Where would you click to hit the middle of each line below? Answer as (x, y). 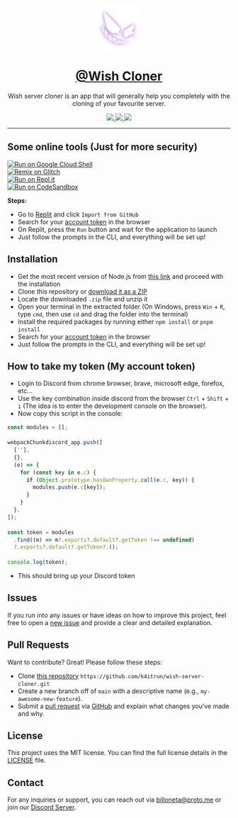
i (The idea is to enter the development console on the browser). (112, 406)
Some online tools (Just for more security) (103, 147)
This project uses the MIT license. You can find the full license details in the (118, 753)
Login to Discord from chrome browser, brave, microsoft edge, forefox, (121, 383)
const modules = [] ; (38, 428)
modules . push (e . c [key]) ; (69, 487)
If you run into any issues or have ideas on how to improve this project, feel (117, 615)
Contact (25, 783)
